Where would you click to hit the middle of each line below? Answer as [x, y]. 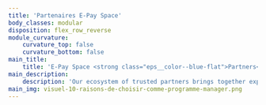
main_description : [38, 74]
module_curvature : [38, 37]
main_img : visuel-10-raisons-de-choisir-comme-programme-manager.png [125, 89]
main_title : [28, 60]
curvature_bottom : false [63, 52]
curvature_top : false [58, 45]
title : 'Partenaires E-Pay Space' [65, 15]
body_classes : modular [46, 23]
